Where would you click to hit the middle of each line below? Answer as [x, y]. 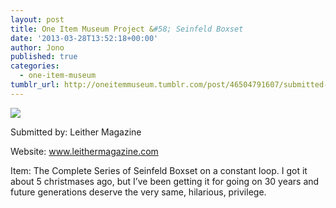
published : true [44, 57]
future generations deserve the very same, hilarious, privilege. [138, 192]
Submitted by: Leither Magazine [76, 132]
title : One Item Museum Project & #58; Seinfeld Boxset [127, 29]
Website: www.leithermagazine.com [84, 151]
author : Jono [37, 47]
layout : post [37, 19]
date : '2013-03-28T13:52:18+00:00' [84, 38]
